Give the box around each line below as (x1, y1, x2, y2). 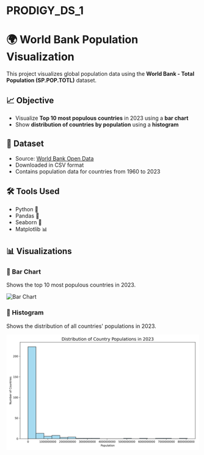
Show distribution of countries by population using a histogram (15, 120, 179, 128)
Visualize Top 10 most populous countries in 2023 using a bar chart (15, 114, 189, 122)
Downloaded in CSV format (15, 161, 84, 169)
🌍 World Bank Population (6, 33, 139, 46)
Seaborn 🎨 (15, 218, 42, 226)
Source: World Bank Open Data (15, 155, 94, 162)
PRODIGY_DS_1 (6, 4, 84, 18)
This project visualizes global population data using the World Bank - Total (6, 70, 194, 78)
